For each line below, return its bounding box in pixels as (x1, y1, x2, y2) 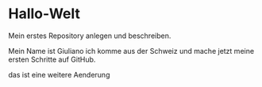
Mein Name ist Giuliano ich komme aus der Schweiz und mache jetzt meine (8, 46, 255, 55)
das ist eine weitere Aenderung (8, 70, 110, 79)
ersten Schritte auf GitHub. (8, 55, 96, 64)
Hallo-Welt (8, 5, 81, 23)
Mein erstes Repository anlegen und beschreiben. (8, 31, 171, 40)
